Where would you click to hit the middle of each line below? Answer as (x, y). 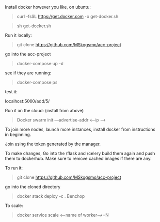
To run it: (14, 168)
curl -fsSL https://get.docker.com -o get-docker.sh (68, 16)
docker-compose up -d (40, 63)
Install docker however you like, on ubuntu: (48, 7)
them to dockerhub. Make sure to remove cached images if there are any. (78, 158)
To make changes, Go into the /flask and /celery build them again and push (80, 153)
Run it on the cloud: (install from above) (44, 111)
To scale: (14, 205)
